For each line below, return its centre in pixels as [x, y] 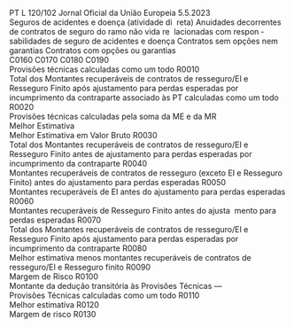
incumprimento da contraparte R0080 [78, 248]
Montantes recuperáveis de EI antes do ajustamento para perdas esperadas [147, 191]
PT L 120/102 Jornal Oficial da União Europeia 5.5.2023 [110, 13]
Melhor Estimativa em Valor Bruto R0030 [83, 135]
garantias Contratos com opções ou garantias [93, 51]
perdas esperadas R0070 [55, 220]
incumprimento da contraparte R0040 [78, 164]
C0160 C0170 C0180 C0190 [59, 60]
